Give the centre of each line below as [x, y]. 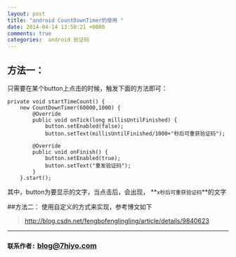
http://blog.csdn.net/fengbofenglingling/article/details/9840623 [117, 220]
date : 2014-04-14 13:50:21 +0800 [56, 27]
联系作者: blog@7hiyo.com [52, 245]
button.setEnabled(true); [83, 158]
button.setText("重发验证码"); [88, 166]
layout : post [26, 14]
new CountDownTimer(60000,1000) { [70, 107]
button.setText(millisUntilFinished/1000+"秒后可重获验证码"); [135, 133]
